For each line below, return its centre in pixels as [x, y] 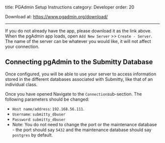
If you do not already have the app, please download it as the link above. [79, 31]
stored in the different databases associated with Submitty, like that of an [79, 79]
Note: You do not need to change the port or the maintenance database [84, 124]
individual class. [21, 84]
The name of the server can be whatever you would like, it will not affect [78, 41]
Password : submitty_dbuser [39, 119]
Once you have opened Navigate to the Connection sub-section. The [74, 94]
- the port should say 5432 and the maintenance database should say [82, 130]
